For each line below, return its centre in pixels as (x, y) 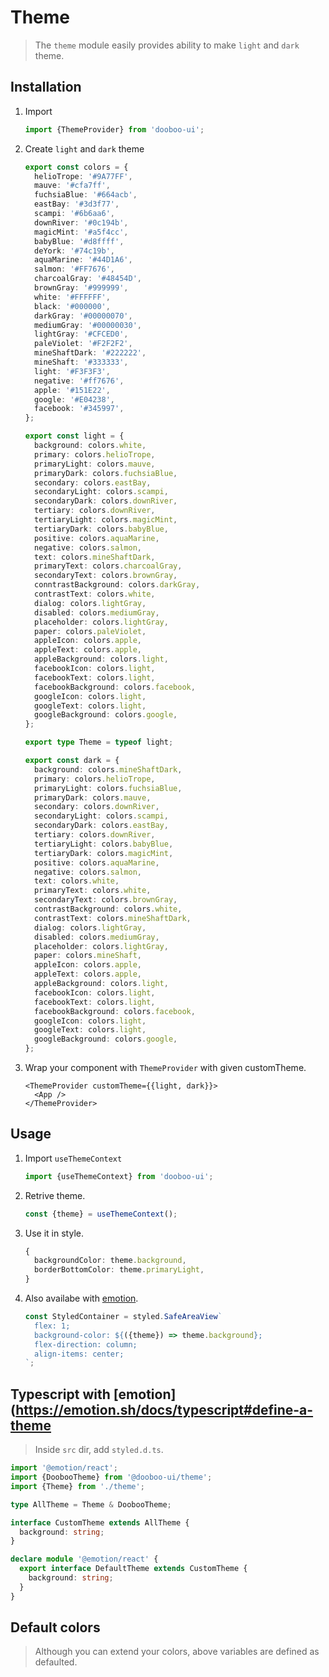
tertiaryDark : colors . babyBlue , (101, 529)
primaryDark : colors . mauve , (93, 797)
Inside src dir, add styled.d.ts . (99, 1450)
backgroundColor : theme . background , (110, 1261)
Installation (46, 87)
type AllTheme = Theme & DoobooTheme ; (91, 1504)
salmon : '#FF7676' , (75, 269)
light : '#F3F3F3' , (72, 371)
